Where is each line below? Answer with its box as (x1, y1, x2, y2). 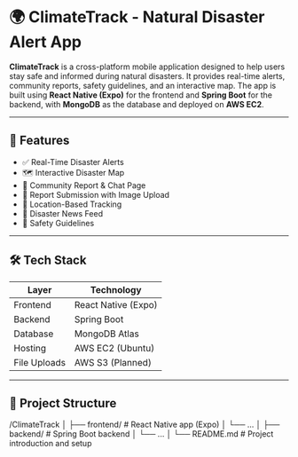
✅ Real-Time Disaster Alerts (21, 156, 124, 167)
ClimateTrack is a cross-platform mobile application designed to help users (9, 61, 286, 72)
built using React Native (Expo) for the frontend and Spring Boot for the (9, 90, 273, 100)
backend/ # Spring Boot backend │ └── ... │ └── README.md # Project (9, 429, 274, 439)
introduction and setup (9, 438, 92, 449)
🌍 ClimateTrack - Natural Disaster (9, 7, 265, 28)
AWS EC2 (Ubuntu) (74, 342, 155, 354)
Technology (90, 283, 142, 295)
